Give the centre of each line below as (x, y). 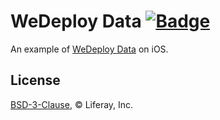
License (35, 80)
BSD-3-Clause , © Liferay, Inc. (72, 104)
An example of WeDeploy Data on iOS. (89, 49)
